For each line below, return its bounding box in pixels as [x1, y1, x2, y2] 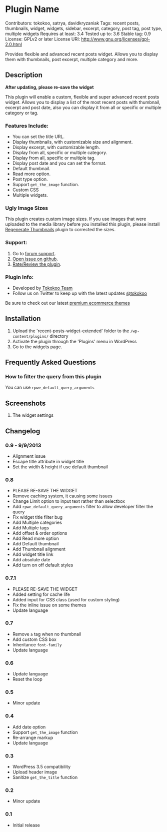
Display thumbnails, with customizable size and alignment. [12, 139, 133, 145]
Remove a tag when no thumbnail [12, 631, 81, 637]
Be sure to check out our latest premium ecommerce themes [5, 300, 130, 306]
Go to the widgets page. [12, 344, 62, 350]
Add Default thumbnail [12, 541, 59, 547]
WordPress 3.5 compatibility [12, 764, 71, 770]
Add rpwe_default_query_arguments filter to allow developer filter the [12, 504, 153, 510]
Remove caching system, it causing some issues [12, 493, 112, 499]
